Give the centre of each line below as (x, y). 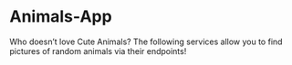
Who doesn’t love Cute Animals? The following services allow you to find (146, 42)
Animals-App (61, 17)
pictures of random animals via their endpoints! (98, 51)
